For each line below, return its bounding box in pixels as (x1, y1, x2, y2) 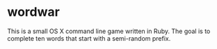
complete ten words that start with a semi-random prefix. (7, 34, 171, 42)
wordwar (7, 4, 61, 20)
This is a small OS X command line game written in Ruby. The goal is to (7, 27, 211, 35)
